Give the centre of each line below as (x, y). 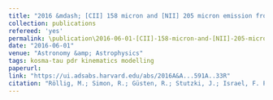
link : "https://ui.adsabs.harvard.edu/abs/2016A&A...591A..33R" (119, 76)
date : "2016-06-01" (41, 46)
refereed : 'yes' (36, 31)
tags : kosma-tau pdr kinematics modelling (81, 61)
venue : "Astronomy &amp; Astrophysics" (76, 53)
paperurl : (25, 69)
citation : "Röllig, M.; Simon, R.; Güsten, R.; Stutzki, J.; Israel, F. (134, 83)
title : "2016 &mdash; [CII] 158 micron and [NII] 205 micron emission (130, 16)
